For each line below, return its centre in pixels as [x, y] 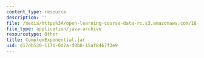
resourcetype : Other [32, 34]
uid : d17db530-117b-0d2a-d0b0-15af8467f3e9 [62, 46]
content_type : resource [36, 12]
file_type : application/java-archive [54, 29]
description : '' [27, 18]
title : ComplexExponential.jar [46, 40]
